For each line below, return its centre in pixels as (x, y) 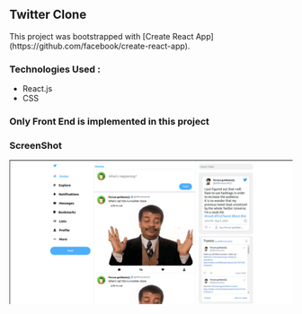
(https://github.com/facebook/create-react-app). (100, 46)
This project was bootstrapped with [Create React (102, 36)
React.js (37, 89)
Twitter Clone (48, 15)
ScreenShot (36, 145)
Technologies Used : (55, 69)
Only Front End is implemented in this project (109, 122)
